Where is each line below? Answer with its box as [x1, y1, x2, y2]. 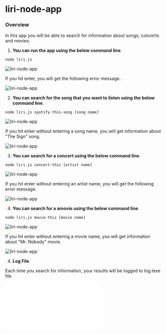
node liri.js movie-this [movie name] [5, 215, 86, 220]
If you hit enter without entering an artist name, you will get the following [5, 181, 154, 187]
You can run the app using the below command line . [12, 47, 122, 53]
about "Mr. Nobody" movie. [5, 239, 61, 245]
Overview [5, 21, 29, 28]
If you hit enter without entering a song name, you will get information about [5, 128, 161, 134]
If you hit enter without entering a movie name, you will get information [5, 233, 151, 240]
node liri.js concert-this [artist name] [5, 163, 93, 167]
